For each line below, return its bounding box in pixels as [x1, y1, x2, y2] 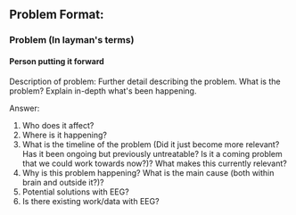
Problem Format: [9, 7, 104, 22]
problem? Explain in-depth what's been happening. [9, 85, 197, 96]
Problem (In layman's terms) [9, 34, 135, 46]
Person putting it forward [9, 55, 104, 66]
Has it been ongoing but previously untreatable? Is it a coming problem [21, 148, 283, 159]
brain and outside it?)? [21, 177, 104, 187]
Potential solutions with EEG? [21, 186, 129, 197]
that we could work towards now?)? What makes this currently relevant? [21, 158, 287, 169]
